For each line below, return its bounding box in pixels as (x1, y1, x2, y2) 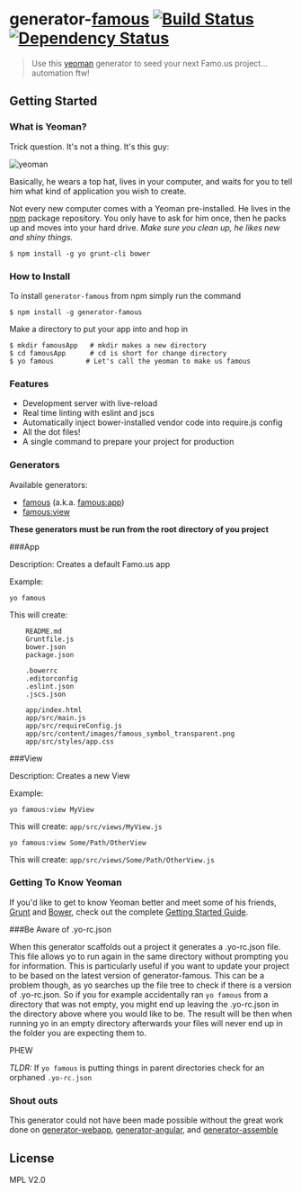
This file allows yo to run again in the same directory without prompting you (9, 951, 289, 962)
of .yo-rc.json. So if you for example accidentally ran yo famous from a (9, 989, 269, 999)
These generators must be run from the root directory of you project (9, 523, 270, 535)
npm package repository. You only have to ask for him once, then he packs (9, 212, 287, 223)
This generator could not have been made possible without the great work (9, 1115, 284, 1125)
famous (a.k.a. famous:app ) (22, 496, 125, 508)
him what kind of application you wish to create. (9, 185, 187, 196)
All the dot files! (22, 427, 81, 438)
